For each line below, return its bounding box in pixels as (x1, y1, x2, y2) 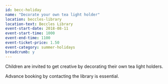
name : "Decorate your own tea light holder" (5, 12, 100, 17)
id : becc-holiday (5, 7, 42, 13)
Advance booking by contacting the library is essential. (5, 73, 119, 79)
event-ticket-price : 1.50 (5, 40, 59, 45)
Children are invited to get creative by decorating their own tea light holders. (5, 63, 163, 69)
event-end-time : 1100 (5, 36, 51, 41)
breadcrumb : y (5, 49, 35, 54)
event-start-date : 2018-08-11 (5, 26, 69, 31)
